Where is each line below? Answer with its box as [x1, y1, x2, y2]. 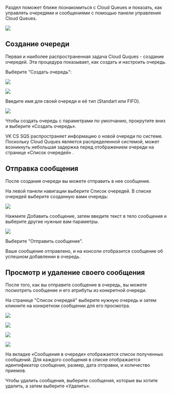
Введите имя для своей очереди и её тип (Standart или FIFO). [5, 98, 140, 104]
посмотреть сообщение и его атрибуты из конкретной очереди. [5, 287, 147, 293]
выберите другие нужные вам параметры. [5, 218, 99, 224]
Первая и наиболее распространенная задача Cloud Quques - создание [5, 53, 164, 60]
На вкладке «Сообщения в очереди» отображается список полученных [5, 351, 163, 358]
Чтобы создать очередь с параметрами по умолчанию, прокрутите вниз [5, 118, 166, 124]
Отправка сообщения [5, 164, 79, 173]
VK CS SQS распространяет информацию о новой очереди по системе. [5, 133, 163, 139]
